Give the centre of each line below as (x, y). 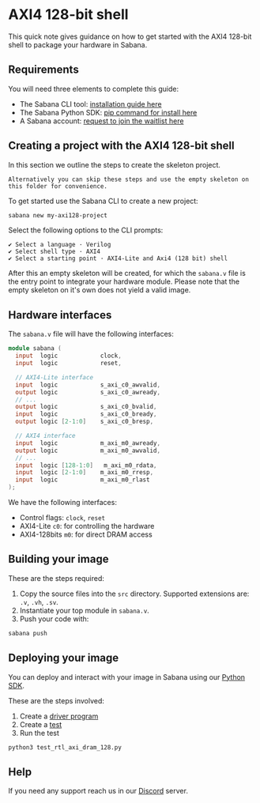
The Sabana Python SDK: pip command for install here (108, 112)
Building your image (58, 559)
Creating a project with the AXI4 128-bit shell (121, 146)
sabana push (28, 633)
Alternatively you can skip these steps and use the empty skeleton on (128, 179)
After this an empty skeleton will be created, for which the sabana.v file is (127, 273)
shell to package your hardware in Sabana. (78, 44)
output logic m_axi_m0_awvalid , (88, 451)
